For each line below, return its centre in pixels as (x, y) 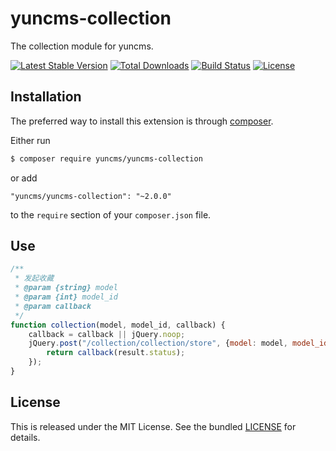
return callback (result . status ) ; (116, 353)
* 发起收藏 (34, 278)
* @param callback (53, 306)
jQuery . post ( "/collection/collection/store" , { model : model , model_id (178, 343)
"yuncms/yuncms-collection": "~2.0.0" (91, 196)
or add (24, 178)
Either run (30, 140)
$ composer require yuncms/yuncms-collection (106, 158)
